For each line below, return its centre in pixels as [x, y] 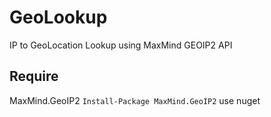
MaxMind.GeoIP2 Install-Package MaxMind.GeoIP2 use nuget [135, 100]
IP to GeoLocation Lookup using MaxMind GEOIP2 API [121, 45]
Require [34, 76]
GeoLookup [58, 17]
